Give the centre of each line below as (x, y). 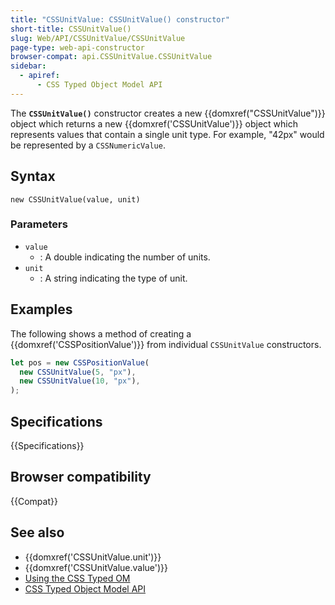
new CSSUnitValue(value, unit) (75, 199)
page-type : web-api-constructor (77, 47)
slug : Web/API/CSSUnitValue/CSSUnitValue (98, 38)
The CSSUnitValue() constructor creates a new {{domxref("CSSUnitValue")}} (168, 113)
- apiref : (39, 76)
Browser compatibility (81, 477)
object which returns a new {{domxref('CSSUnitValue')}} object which (154, 123)
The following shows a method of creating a (101, 333)
